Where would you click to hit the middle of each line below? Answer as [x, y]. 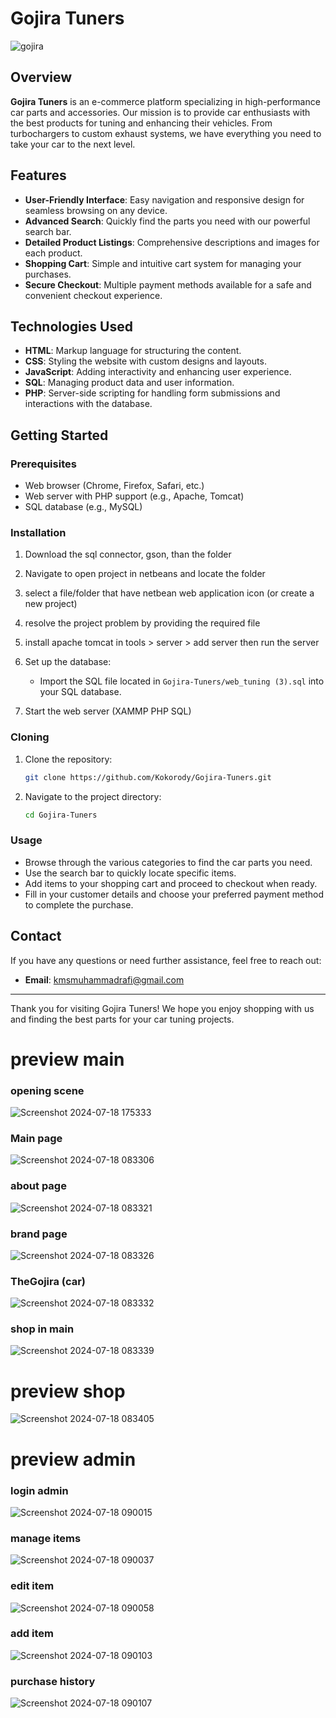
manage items [46, 1538]
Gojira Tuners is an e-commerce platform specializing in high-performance [165, 101]
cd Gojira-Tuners [61, 815]
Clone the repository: [68, 759]
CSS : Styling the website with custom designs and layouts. [145, 361]
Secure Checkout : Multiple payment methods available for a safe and [168, 284]
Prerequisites [43, 464]
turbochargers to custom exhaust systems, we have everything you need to [166, 133]
